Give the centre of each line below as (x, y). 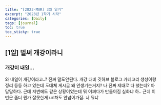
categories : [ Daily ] (26, 18)
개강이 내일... (20, 68)
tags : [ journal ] (21, 23)
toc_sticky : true (23, 32)
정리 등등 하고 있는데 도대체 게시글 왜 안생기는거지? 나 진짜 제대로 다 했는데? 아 (80, 85)
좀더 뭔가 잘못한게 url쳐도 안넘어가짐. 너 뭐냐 (56, 97)
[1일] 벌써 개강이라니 (34, 53)
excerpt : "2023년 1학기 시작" (33, 14)
